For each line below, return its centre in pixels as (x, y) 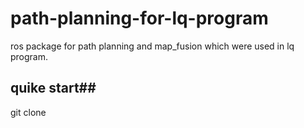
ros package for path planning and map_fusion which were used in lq (152, 46)
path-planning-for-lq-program (139, 18)
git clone (28, 112)
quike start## (53, 88)
